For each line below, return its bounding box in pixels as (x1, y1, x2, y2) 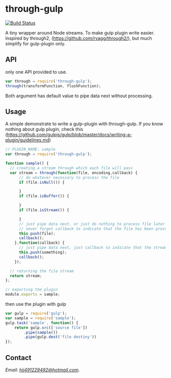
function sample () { (5, 161, 49, 166)
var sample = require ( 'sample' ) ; (5, 315, 76, 321)
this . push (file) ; (18, 231, 56, 236)
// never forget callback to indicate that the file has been (18, 226, 154, 231)
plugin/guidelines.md (5, 137, 49, 143)
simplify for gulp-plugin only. (5, 40, 66, 46)
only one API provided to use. (5, 69, 67, 75)
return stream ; (10, 273, 42, 278)
